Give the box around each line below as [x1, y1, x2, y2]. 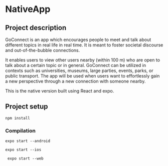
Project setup [5, 102, 49, 111]
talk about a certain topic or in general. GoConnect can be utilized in [5, 62, 146, 68]
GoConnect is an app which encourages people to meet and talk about [5, 36, 151, 42]
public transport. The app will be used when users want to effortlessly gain [5, 73, 160, 78]
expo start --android [5, 138, 51, 143]
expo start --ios [5, 147, 42, 152]
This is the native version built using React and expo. [5, 88, 114, 93]
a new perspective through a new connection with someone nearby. [5, 78, 146, 84]
